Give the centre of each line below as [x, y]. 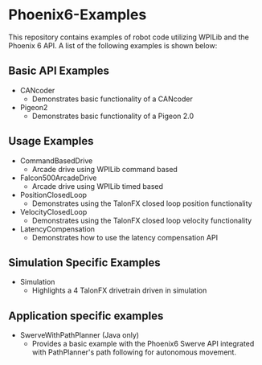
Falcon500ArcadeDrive [58, 178]
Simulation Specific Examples [84, 262]
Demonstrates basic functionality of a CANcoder [112, 99]
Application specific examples [86, 316]
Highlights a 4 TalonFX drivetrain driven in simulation [119, 290]
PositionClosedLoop [53, 195]
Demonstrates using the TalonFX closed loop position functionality [142, 203]
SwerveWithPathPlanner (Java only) [79, 335]
